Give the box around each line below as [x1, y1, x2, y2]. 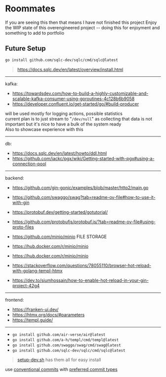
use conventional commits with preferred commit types [5, 366, 118, 372]
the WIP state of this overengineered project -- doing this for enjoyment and [5, 24, 160, 30]
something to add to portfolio [5, 30, 64, 36]
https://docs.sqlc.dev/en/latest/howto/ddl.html [12, 150, 107, 156]
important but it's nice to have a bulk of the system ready [5, 121, 122, 127]
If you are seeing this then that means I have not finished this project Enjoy [5, 19, 157, 25]
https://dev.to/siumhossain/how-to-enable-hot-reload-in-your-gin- [12, 277, 149, 283]
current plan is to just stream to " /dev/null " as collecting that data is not [5, 116, 152, 122]
